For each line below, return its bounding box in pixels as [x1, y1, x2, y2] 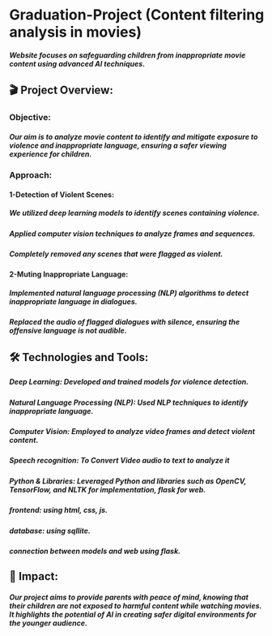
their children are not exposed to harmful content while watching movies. [9, 600, 262, 610]
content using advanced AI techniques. [9, 58, 146, 68]
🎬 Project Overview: [9, 84, 114, 97]
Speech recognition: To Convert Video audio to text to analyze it [9, 456, 230, 466]
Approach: [9, 170, 53, 181]
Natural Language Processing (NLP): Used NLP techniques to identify [9, 397, 249, 407]
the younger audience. [9, 618, 88, 628]
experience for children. [9, 148, 92, 159]
